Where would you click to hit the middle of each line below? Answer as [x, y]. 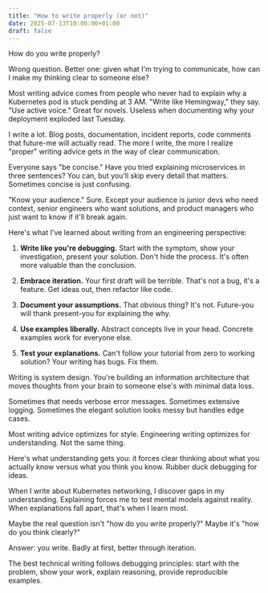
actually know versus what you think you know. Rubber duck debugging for [133, 467]
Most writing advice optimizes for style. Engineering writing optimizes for [129, 434]
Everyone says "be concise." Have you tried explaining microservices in [127, 167]
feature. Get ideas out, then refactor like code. [96, 290]
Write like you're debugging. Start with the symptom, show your [127, 248]
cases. [19, 418]
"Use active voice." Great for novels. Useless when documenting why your [132, 110]
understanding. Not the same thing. [67, 443]
